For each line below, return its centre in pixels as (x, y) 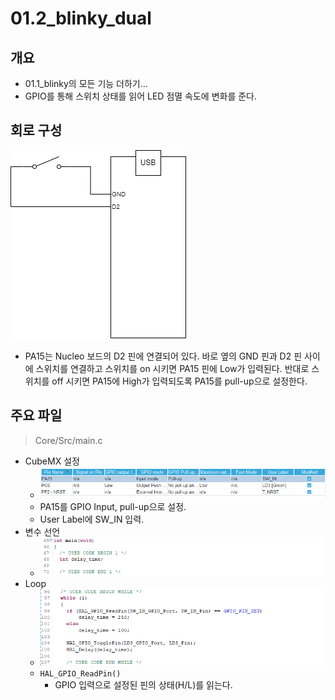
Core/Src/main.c (68, 440)
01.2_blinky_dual (81, 18)
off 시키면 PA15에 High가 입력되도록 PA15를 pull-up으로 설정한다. (179, 381)
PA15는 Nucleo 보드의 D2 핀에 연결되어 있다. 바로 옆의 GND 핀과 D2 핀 (163, 356)
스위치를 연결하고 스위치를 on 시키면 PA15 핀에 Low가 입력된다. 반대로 (172, 368)
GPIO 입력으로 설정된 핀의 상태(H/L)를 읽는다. (143, 684)
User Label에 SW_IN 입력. (92, 519)
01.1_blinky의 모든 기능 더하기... (86, 83)
